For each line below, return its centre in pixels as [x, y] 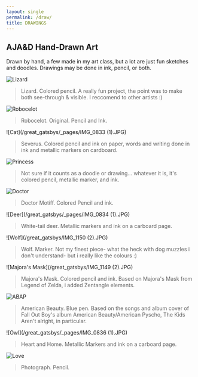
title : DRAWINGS [26, 23]
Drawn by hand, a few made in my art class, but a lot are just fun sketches [97, 62]
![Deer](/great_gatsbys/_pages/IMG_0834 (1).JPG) [68, 215]
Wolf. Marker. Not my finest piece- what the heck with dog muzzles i [105, 250]
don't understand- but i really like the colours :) [79, 256]
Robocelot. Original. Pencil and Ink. [64, 121]
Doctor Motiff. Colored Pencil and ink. [67, 203]
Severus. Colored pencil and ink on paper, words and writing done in [105, 144]
